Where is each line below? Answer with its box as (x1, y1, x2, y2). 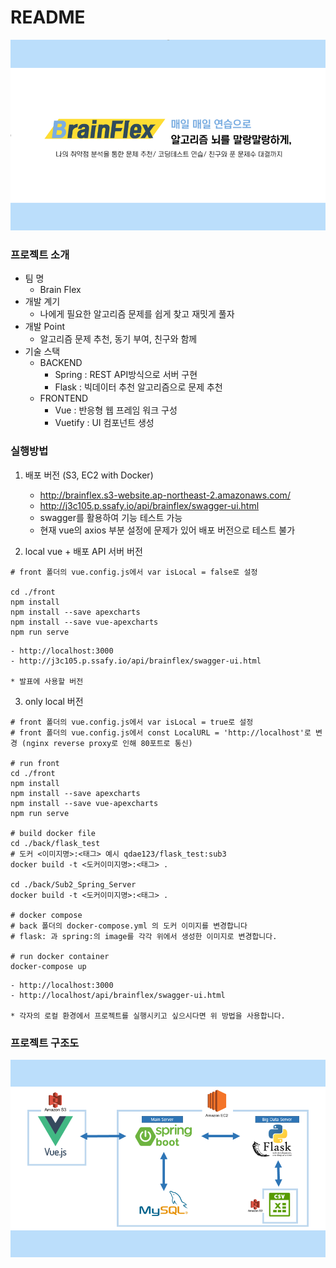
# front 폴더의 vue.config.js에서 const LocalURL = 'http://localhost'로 (10, 727, 312, 738)
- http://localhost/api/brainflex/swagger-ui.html (10, 990, 226, 1000)
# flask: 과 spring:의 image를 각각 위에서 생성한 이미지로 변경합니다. (10, 931, 278, 941)
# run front (10, 758, 60, 768)
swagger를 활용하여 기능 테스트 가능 (39, 511, 183, 523)
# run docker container (10, 951, 110, 961)
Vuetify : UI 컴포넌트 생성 (54, 417, 155, 429)
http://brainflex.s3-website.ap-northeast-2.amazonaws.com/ (39, 489, 291, 501)
